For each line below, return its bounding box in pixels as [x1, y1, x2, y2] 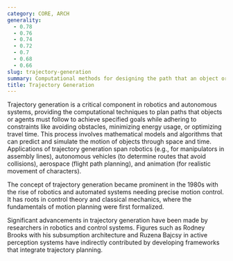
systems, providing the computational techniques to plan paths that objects [7, 108, 223, 116]
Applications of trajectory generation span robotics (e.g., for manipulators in [7, 145, 225, 153]
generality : [7, 17, 42, 24]
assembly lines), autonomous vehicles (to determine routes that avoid [7, 152, 207, 161]
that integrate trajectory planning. [7, 246, 103, 254]
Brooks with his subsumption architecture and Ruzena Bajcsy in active [7, 231, 208, 239]
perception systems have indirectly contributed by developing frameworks [7, 238, 220, 247]
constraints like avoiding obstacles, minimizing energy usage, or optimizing [7, 122, 222, 131]
